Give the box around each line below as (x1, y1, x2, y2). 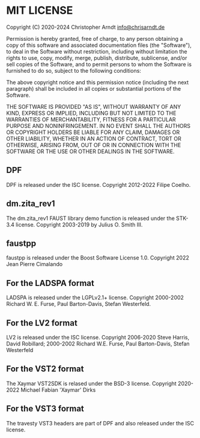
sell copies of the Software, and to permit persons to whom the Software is (6, 61, 192, 68)
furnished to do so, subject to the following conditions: (6, 67, 141, 74)
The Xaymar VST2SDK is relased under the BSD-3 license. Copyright (6, 380, 177, 387)
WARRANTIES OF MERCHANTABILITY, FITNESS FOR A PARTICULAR (6, 115, 176, 123)
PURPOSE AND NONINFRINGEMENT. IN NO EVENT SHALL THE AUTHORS (6, 122, 191, 129)
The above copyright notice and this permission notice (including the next (6, 79, 189, 86)
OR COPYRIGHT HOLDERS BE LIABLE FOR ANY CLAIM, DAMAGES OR (6, 129, 180, 136)
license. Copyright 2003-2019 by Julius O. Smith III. (16, 221, 143, 228)
